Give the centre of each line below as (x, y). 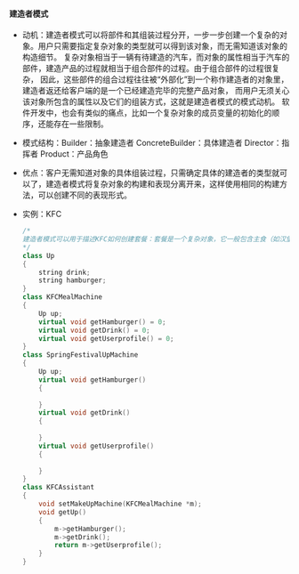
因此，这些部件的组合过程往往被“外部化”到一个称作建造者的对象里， (164, 79)
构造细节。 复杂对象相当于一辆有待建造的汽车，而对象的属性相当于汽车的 (156, 57)
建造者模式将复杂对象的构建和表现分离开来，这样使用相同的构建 (163, 184)
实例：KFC (42, 214)
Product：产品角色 (74, 154)
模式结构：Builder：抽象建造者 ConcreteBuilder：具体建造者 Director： (152, 143)
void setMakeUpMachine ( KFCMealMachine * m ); (121, 504)
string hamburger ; (73, 280)
